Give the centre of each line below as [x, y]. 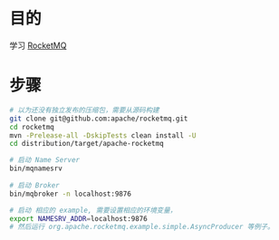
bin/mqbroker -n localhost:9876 [70, 194]
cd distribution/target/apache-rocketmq [87, 144]
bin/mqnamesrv [36, 168]
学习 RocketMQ [38, 45]
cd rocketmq [32, 127]
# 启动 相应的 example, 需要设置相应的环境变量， [93, 210]
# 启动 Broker [35, 185]
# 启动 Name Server [45, 160]
